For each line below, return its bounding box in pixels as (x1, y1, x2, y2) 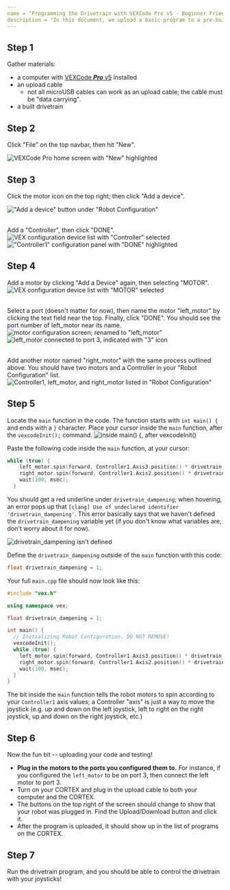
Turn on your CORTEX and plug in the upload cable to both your (16, 786, 197, 794)
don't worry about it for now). (7, 524, 90, 532)
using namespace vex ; (7, 602, 69, 609)
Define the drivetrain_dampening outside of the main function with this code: (7, 550, 222, 559)
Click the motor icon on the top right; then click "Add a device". (7, 191, 185, 200)
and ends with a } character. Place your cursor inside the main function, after (7, 423, 223, 432)
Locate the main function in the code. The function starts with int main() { (7, 416, 218, 424)
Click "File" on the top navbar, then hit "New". (7, 141, 136, 149)
